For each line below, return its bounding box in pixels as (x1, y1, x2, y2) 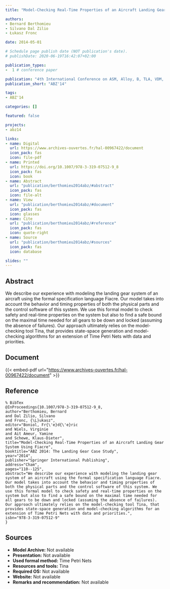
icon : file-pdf (10, 155, 42, 160)
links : (5, 136, 19, 142)
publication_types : (5, 63, 47, 68)
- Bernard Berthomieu (5, 21, 51, 26)
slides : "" (5, 258, 28, 263)
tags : (5, 90, 17, 96)
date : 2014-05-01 (5, 40, 42, 45)
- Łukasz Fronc (5, 31, 37, 36)
